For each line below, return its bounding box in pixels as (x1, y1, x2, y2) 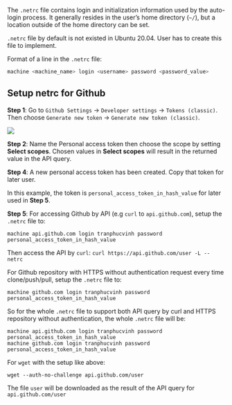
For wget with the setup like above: (7, 358, 106, 366)
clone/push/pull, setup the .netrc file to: (7, 275, 123, 284)
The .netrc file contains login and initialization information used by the (7, 6, 208, 14)
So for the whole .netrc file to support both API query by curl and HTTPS (7, 307, 216, 315)
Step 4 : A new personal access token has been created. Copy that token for (7, 168, 224, 176)
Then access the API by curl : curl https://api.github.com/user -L (7, 248, 201, 257)
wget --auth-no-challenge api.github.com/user (7, 371, 144, 379)
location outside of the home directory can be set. (7, 21, 150, 28)
